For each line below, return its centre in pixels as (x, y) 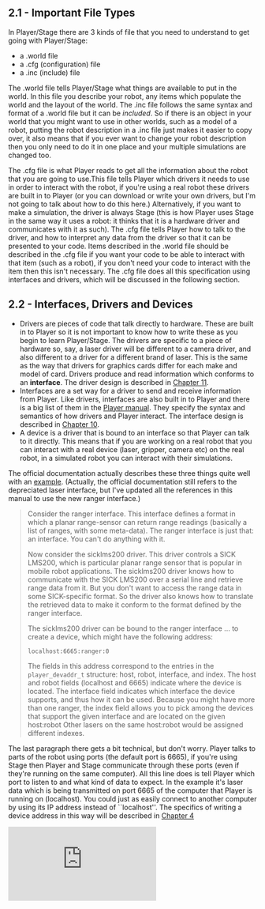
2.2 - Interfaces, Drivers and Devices (101, 305)
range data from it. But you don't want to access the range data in (134, 587)
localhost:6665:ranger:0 (68, 651)
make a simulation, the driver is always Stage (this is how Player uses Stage (131, 212)
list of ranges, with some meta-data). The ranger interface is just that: (140, 530)
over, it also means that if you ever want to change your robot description (127, 138)
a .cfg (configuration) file (60, 64)
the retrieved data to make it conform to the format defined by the (134, 605)
